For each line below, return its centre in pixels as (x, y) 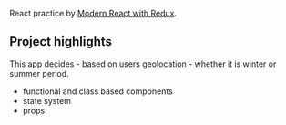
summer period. (40, 73)
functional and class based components (97, 91)
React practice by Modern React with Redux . (93, 13)
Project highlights (61, 42)
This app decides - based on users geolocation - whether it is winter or (143, 64)
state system (46, 100)
